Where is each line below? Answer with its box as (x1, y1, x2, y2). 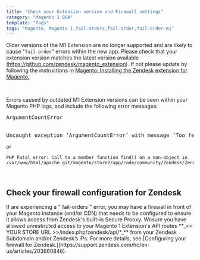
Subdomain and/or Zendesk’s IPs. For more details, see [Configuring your (6, 235, 186, 242)
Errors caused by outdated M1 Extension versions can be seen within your (6, 96, 188, 104)
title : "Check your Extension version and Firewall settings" (6, 8, 164, 15)
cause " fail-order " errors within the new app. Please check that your (6, 48, 177, 55)
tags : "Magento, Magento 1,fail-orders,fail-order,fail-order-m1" (6, 25, 174, 32)
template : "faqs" (6, 20, 49, 26)
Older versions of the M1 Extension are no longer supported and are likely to (6, 42, 193, 49)
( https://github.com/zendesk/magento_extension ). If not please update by (6, 61, 187, 68)
